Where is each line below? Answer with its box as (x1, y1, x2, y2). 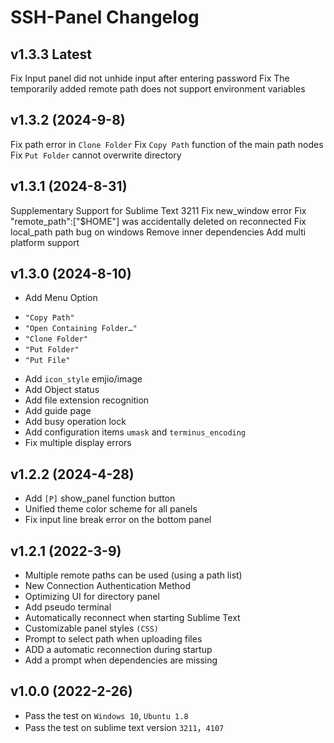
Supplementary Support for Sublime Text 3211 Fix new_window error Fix (10, 204, 307, 216)
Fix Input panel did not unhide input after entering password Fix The (10, 72, 290, 84)
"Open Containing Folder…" (24, 324, 138, 334)
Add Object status (24, 384, 100, 396)
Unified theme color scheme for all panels (24, 503, 198, 515)
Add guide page (24, 405, 92, 417)
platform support (10, 236, 80, 248)
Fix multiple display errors (24, 437, 132, 449)
